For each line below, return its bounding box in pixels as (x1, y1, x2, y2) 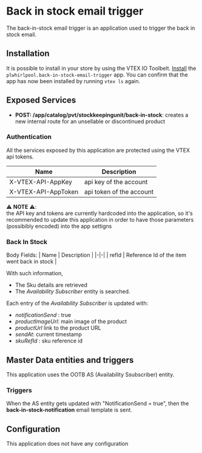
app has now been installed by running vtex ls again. (6, 77, 141, 84)
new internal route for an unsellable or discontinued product (15, 117, 166, 125)
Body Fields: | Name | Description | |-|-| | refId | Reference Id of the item (6, 251, 187, 259)
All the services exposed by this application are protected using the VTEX (6, 146, 190, 154)
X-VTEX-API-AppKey (9, 177, 73, 186)
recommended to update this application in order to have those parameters (6, 216, 194, 223)
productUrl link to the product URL (15, 324, 101, 332)
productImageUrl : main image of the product (15, 318, 127, 325)
